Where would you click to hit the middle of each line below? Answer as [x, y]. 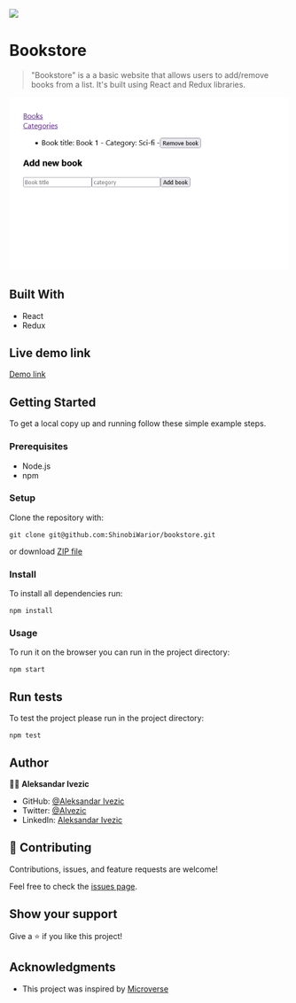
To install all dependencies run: [66, 594]
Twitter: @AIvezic [54, 811]
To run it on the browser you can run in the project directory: [120, 652]
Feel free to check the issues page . [73, 886]
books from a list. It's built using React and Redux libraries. [138, 84]
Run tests [36, 697]
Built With [37, 295]
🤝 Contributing [51, 847]
